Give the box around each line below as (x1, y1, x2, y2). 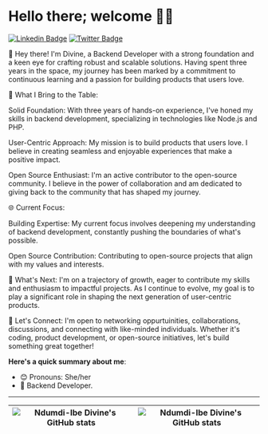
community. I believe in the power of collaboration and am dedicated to (8, 179, 242, 188)
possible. (8, 235, 38, 245)
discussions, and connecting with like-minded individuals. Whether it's (8, 324, 241, 333)
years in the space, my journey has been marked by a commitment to (8, 65, 236, 75)
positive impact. (8, 155, 61, 164)
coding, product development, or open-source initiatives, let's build (8, 333, 230, 342)
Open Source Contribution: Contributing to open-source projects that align (8, 251, 253, 260)
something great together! (8, 341, 94, 350)
